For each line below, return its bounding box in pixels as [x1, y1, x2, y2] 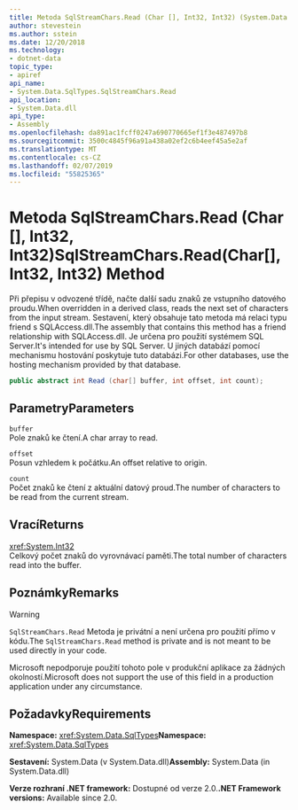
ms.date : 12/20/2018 [9, 37, 86, 47]
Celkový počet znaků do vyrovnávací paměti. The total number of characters [9, 550, 287, 561]
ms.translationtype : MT [9, 144, 98, 153]
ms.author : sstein [9, 29, 77, 38]
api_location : [9, 95, 62, 105]
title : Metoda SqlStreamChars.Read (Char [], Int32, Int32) [9, 12, 237, 22]
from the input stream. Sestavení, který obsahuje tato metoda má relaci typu [9, 312, 287, 323]
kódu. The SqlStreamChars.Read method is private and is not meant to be [9, 635, 271, 646]
